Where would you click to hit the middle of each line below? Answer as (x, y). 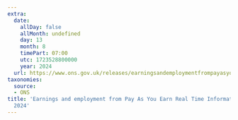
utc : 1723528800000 (49, 60)
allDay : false (41, 27)
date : (22, 20)
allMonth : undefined (50, 34)
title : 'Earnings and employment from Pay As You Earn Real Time (106, 100)
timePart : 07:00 (44, 54)
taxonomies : (25, 79)
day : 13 (31, 40)
